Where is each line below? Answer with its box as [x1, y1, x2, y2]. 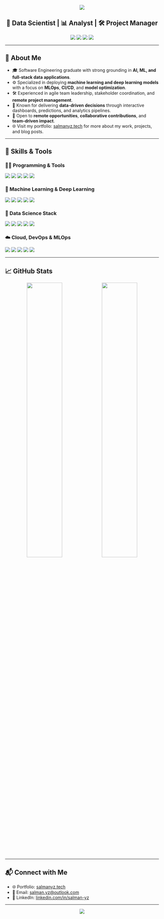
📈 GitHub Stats [5, 267, 53, 275]
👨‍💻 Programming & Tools [5, 162, 65, 169]
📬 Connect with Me [5, 868, 67, 877]
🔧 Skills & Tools [5, 147, 52, 156]
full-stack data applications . [12, 74, 71, 80]
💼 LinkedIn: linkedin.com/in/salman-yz [12, 895, 89, 900]
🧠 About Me [5, 54, 41, 62]
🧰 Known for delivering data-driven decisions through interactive [12, 102, 144, 108]
